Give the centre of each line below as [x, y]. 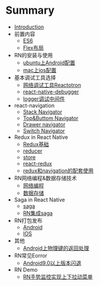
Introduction [29, 27]
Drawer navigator [44, 124]
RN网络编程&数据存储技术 [46, 178]
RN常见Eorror [31, 255]
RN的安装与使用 [33, 55]
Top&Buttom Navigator [51, 118]
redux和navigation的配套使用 [58, 170]
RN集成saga [38, 213]
